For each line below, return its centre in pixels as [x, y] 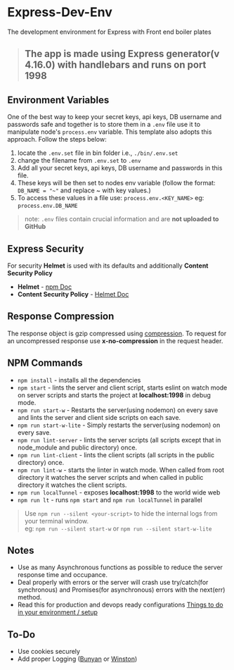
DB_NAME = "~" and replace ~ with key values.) [84, 190]
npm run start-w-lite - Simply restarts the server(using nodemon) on [119, 425]
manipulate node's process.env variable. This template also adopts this [110, 132]
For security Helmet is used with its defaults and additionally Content [108, 266]
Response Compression [61, 317]
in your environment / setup [58, 612]
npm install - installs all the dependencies [79, 380]
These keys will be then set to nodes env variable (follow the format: [116, 183]
